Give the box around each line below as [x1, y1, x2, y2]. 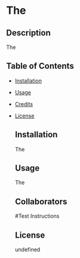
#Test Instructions [14, 212, 60, 220]
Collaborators [14, 197, 67, 207]
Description [6, 28, 51, 38]
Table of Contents [6, 61, 75, 71]
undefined [14, 246, 41, 253]
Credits [14, 100, 33, 107]
